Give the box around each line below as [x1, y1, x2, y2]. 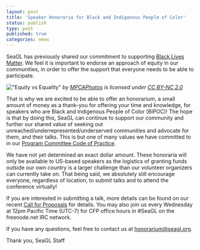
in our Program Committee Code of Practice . [6, 140, 116, 147]
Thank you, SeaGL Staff [6, 237, 65, 244]
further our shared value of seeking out [6, 121, 104, 127]
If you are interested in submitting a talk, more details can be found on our [6, 195, 189, 202]
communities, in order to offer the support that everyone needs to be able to [6, 66, 194, 72]
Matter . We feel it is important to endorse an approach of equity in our [6, 59, 178, 66]
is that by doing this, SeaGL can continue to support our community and [6, 114, 184, 121]
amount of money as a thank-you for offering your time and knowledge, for [6, 102, 191, 108]
